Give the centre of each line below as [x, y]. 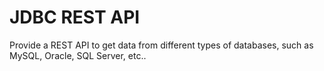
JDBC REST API [75, 17]
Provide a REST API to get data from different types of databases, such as [161, 45]
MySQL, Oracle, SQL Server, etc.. [78, 55]
